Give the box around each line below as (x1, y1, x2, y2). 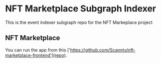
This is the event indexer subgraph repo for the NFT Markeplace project (5, 19, 153, 25)
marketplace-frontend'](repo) (5, 52, 66, 58)
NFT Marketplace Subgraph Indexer (5, 3, 157, 14)
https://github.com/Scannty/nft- (70, 47, 136, 53)
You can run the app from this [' (5, 47, 71, 53)
